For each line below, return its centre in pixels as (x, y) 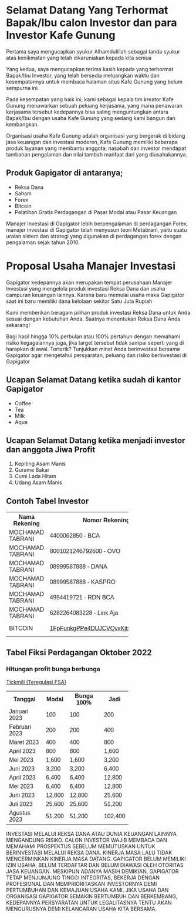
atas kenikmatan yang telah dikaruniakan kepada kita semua (79, 58)
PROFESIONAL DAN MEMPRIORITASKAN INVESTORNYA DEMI (82, 883)
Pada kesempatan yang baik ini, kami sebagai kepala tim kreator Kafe (90, 99)
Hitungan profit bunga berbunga (53, 669)
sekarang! (18, 325)
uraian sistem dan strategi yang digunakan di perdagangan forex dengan (94, 236)
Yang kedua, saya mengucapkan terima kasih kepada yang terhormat (90, 69)
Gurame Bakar (32, 470)
